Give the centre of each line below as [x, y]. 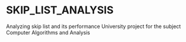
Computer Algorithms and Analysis [48, 32]
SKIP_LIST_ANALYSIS [60, 10]
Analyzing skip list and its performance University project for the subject [94, 26]
